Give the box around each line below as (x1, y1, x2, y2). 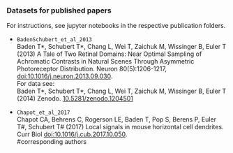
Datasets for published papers (6, 6, 112, 15)
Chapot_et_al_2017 (16, 109, 70, 117)
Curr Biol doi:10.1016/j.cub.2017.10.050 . (16, 130, 128, 138)
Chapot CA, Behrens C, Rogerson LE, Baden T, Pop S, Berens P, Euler (16, 115, 217, 124)
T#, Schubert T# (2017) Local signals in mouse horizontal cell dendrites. (16, 123, 224, 131)
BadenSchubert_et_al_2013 (16, 36, 92, 43)
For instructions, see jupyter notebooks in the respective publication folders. (6, 22, 226, 30)
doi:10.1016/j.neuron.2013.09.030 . (16, 72, 113, 80)
